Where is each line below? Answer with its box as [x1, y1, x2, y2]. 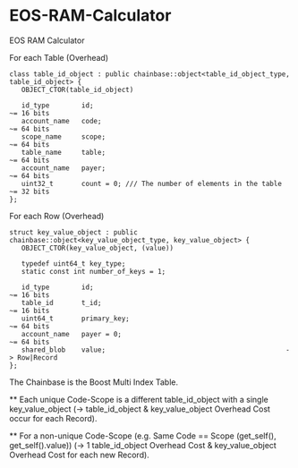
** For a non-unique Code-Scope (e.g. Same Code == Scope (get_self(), [9, 430, 277, 441]
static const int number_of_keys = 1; [21, 267, 166, 276]
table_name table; [21, 148, 106, 157]
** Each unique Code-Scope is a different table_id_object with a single [9, 394, 268, 404]
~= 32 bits [9, 187, 50, 196]
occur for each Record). [9, 413, 98, 423]
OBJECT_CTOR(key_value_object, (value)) [21, 243, 175, 252]
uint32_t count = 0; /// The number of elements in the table [21, 179, 282, 188]
